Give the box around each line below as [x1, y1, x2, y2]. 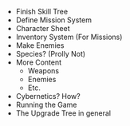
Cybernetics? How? [15, 92, 81, 100]
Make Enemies [15, 41, 65, 50]
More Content [15, 57, 62, 67]
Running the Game [15, 100, 77, 109]
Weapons [27, 66, 60, 75]
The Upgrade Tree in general [15, 108, 112, 118]
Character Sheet [15, 24, 70, 33]
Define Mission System [15, 15, 92, 25]
